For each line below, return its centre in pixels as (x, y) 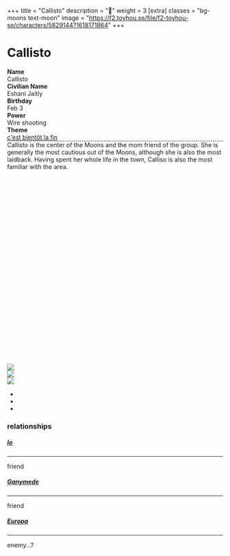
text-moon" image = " (59, 18)
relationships (29, 426)
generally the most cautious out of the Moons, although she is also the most (114, 152)
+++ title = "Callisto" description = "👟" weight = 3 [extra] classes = (101, 11)
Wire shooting (27, 123)
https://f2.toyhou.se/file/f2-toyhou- (139, 18)
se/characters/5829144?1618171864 (57, 25)
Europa (18, 521)
